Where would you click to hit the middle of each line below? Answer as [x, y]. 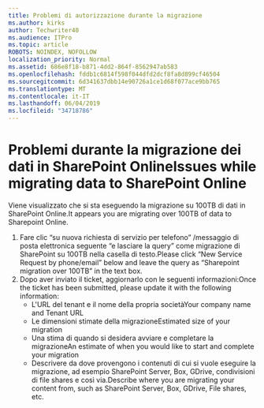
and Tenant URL [58, 313]
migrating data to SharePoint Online [127, 183]
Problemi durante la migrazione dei [125, 150]
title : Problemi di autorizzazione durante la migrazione [105, 15]
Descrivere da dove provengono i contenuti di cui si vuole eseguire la [143, 363]
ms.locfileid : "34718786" [50, 111]
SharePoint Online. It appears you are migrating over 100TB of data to [120, 213]
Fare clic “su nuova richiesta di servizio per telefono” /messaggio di [129, 237]
